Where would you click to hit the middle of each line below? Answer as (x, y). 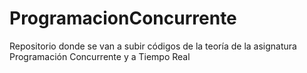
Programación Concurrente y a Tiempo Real (100, 56)
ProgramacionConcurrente (123, 18)
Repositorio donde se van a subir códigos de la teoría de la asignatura (153, 46)
